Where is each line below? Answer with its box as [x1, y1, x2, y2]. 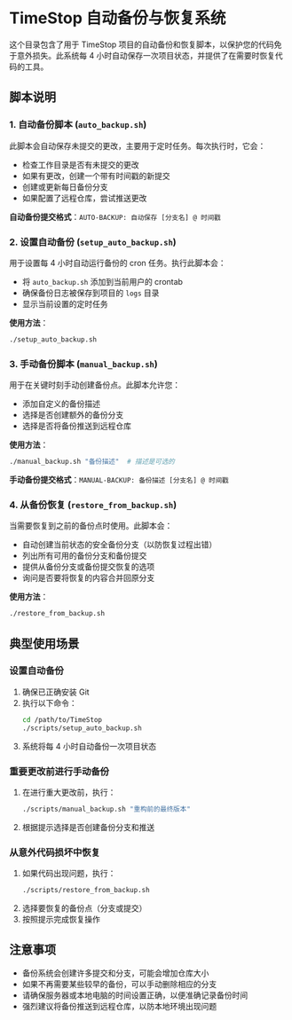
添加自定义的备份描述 [21, 398, 100, 409]
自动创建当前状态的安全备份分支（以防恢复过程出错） [21, 539, 217, 550]
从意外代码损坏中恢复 [9, 846, 100, 859]
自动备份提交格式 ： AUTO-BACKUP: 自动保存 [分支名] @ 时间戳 [9, 211, 221, 222]
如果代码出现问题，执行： [21, 868, 116, 879]
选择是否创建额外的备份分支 [21, 410, 124, 420]
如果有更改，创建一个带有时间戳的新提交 [21, 170, 170, 181]
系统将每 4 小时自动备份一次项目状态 [21, 741, 157, 751]
